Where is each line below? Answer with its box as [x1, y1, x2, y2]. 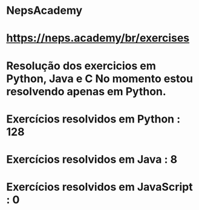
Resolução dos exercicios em [6, 59, 156, 72]
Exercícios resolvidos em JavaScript [6, 180, 193, 194]
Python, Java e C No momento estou [6, 72, 194, 85]
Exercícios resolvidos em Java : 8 [6, 152, 177, 166]
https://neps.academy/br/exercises [6, 31, 190, 45]
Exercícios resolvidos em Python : [6, 112, 181, 126]
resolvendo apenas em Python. [6, 84, 166, 98]
